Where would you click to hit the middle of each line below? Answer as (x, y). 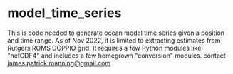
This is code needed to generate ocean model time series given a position (116, 33)
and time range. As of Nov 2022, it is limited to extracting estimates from (114, 40)
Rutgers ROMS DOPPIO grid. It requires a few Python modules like (104, 48)
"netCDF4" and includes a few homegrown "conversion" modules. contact (116, 55)
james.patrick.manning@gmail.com (59, 63)
